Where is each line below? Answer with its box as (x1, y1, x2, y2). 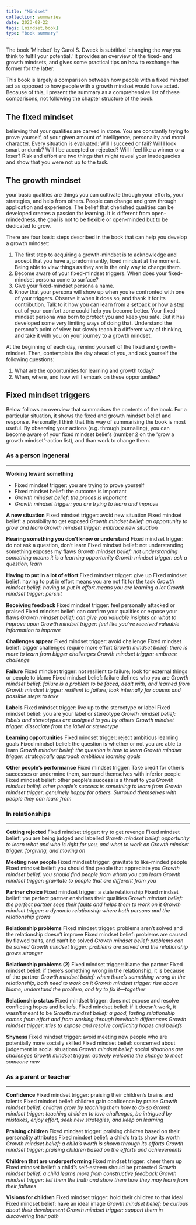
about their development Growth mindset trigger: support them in (6, 1206, 163, 1213)
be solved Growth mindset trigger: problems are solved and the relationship (6, 943, 188, 951)
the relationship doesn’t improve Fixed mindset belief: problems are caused (6, 931, 187, 938)
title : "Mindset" (6, 8, 48, 15)
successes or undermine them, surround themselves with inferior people (6, 770, 181, 777)
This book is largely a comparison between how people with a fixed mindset (6, 77, 189, 84)
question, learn (6, 560, 43, 567)
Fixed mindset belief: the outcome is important (14, 488, 127, 495)
